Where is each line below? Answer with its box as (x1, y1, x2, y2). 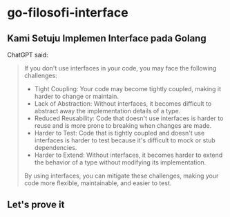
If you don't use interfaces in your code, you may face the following (23, 64, 217, 72)
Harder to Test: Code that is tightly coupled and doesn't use (34, 129, 205, 137)
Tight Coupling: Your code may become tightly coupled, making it (34, 85, 222, 93)
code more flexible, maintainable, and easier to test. (23, 179, 172, 187)
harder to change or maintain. (34, 92, 119, 100)
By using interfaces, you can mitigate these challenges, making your (23, 171, 219, 180)
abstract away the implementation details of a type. (34, 107, 181, 115)
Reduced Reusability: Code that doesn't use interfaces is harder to (34, 114, 224, 122)
